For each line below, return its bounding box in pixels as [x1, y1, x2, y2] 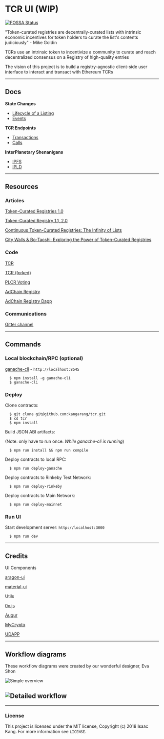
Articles [5, 197, 24, 204]
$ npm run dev [9, 534, 38, 539]
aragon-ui [5, 574, 25, 580]
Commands [5, 340, 41, 349]
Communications [5, 310, 47, 317]
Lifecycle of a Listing [12, 110, 54, 116]
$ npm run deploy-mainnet [9, 502, 62, 507]
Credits [5, 552, 28, 560]
